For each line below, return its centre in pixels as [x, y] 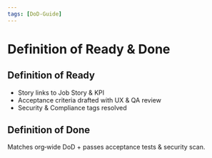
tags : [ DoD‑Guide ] [35, 14]
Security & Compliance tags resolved [72, 107]
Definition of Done [49, 130]
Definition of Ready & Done [89, 49]
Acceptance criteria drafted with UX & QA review [90, 100]
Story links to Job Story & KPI [61, 93]
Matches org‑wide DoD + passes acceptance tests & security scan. [106, 147]
